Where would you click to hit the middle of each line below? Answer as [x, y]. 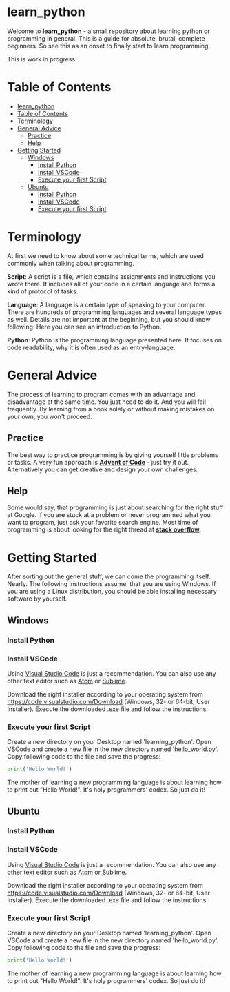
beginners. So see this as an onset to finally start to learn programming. [109, 46]
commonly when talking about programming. [71, 263]
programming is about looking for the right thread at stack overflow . [104, 529]
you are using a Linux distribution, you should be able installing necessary [112, 592]
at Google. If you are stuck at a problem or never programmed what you [109, 515]
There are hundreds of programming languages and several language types [115, 312]
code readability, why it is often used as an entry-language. [91, 347]
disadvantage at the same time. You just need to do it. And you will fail [107, 402]
